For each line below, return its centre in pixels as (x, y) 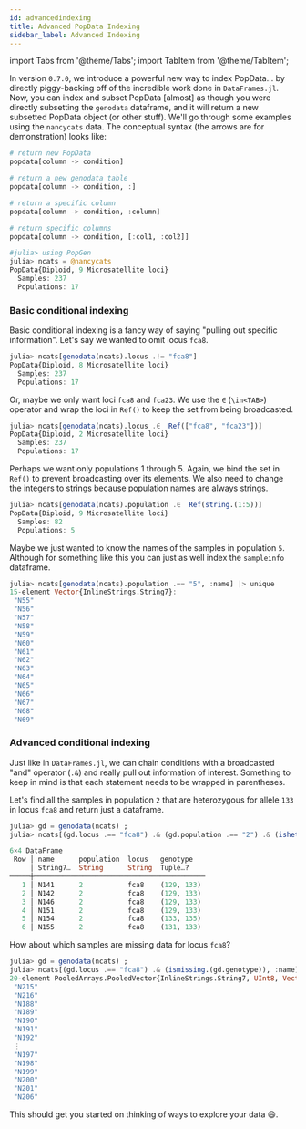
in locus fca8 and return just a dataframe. (87, 809)
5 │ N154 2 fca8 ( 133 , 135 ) (112, 919)
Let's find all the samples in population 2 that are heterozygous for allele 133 (152, 800)
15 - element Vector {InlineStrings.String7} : (93, 592)
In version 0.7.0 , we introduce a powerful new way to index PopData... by (147, 78)
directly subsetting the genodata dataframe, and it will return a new (134, 108)
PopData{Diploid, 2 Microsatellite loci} (89, 434)
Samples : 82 (41, 522)
